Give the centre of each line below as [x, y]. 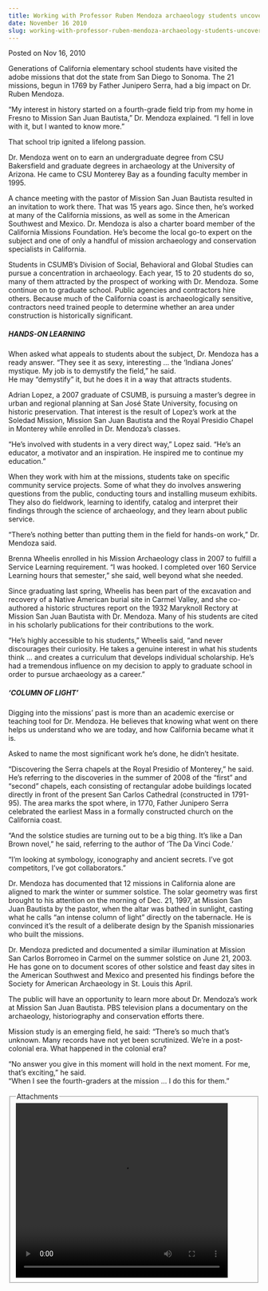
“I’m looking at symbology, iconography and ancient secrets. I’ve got [121, 860]
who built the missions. [46, 934]
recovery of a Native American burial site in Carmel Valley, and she [118, 600]
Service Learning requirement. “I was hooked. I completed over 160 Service [132, 567]
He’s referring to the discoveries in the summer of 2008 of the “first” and [128, 778]
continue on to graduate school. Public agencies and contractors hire [122, 290]
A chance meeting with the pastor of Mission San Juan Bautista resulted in [131, 198]
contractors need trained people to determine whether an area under [122, 307]
